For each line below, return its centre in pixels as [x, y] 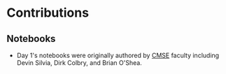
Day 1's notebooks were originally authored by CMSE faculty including [118, 55]
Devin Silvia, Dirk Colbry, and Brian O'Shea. [79, 63]
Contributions [48, 13]
